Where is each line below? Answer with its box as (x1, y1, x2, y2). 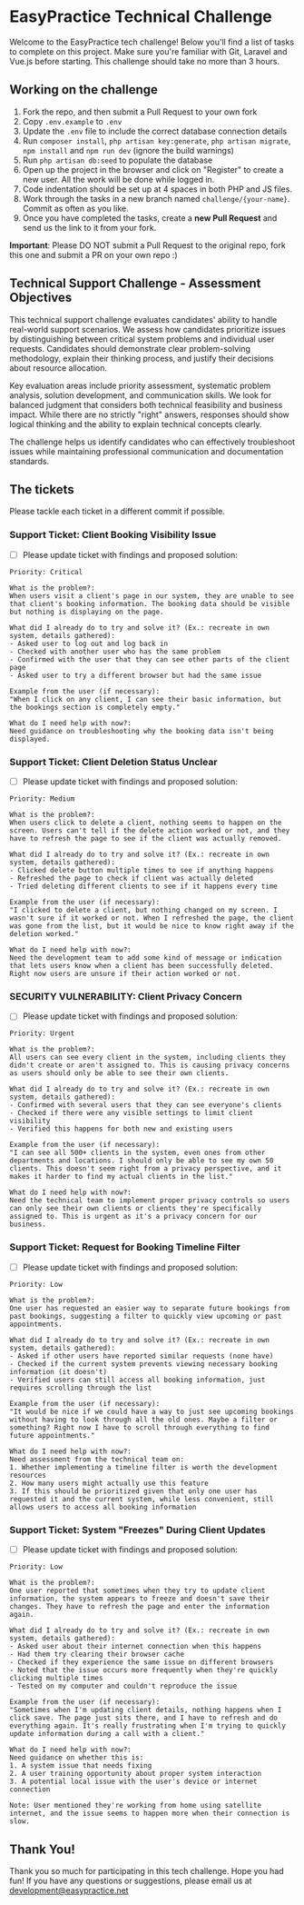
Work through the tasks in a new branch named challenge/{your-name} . (22, 193, 290, 204)
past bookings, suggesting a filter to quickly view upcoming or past (9, 1312, 282, 1321)
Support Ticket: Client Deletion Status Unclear (9, 755, 218, 768)
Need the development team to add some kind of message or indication (9, 953, 282, 962)
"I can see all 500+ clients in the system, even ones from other (9, 1148, 266, 1158)
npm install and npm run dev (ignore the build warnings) (22, 145, 234, 155)
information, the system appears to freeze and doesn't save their (9, 1594, 270, 1603)
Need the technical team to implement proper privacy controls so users (9, 1196, 290, 1205)
